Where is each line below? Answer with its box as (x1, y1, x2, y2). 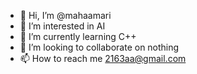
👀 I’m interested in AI (19, 20, 106, 32)
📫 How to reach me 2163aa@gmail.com (19, 53, 187, 64)
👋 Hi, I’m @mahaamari (19, 10, 112, 21)
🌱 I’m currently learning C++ (19, 31, 137, 42)
